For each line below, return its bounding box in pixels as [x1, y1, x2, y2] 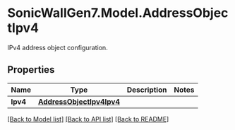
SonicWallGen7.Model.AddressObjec [7, 5, 229, 21]
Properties [7, 64, 55, 76]
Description [126, 85, 167, 95]
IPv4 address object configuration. [7, 43, 108, 52]
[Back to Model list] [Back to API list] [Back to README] [7, 114, 169, 123]
